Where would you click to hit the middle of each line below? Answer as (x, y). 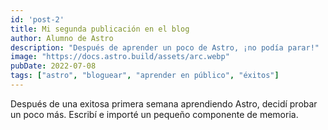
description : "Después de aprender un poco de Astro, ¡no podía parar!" (165, 47)
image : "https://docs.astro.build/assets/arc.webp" (120, 57)
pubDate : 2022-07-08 (53, 66)
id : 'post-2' (37, 19)
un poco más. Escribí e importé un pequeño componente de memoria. (154, 114)
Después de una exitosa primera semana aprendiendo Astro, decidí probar (164, 103)
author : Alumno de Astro (62, 38)
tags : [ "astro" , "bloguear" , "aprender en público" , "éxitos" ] (145, 76)
